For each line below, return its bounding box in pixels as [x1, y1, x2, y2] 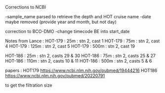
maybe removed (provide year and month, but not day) [5, 19, 117, 25]
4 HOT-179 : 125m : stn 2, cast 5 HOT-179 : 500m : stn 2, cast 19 [5, 43, 135, 49]
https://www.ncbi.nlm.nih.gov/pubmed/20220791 [5, 73, 105, 78]
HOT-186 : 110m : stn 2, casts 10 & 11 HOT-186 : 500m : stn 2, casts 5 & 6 [5, 58, 152, 63]
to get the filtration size [5, 82, 52, 88]
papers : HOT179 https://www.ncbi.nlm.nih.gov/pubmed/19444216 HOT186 [5, 67, 158, 73]
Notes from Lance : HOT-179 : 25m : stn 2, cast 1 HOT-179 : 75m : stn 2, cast [5, 38, 160, 44]
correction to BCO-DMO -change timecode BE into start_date [5, 29, 130, 34]
